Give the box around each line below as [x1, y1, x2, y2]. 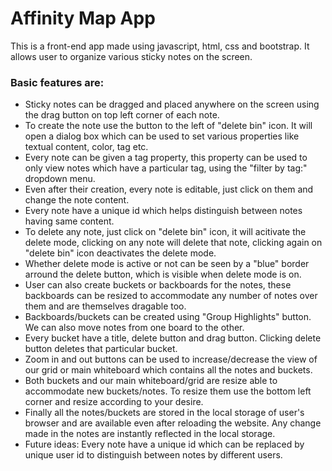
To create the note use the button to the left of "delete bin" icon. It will [24, 120, 313, 132]
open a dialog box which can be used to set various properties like [24, 130, 300, 142]
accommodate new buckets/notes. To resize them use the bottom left [24, 385, 312, 397]
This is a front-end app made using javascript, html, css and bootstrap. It [10, 40, 310, 52]
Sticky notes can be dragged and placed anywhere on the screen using [24, 98, 320, 111]
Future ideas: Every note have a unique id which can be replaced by [24, 438, 305, 451]
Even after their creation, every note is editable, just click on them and [24, 183, 314, 196]
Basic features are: [10, 75, 105, 89]
